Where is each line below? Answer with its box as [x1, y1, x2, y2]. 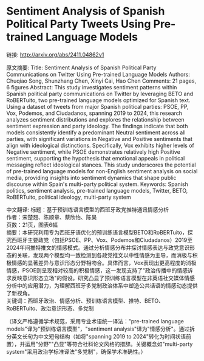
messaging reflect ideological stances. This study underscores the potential [6, 161, 196, 168]
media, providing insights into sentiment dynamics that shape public [6, 174, 177, 181]
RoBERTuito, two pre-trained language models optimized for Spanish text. [6, 96, 191, 104]
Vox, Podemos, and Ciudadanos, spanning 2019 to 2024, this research [6, 109, 183, 117]
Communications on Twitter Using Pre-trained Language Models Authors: [6, 70, 190, 78]
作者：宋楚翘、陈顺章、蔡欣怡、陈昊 [6, 213, 97, 221]
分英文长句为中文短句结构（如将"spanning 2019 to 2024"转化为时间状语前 [6, 332, 191, 340]
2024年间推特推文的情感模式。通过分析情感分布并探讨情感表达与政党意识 [6, 244, 190, 251]
